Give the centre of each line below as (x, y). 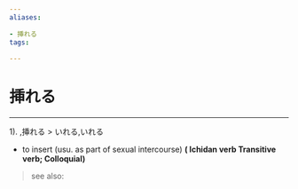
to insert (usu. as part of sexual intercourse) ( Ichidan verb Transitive (149, 150)
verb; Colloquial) (54, 159)
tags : (19, 42)
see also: (47, 176)
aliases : (25, 17)
